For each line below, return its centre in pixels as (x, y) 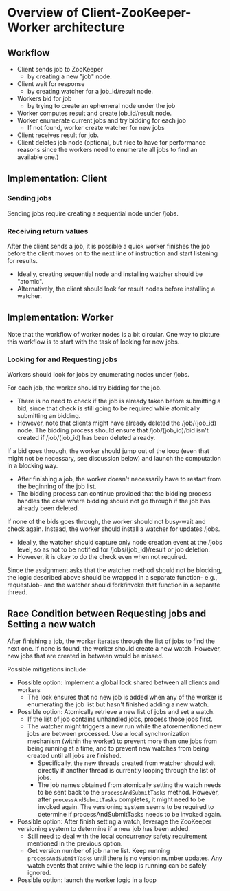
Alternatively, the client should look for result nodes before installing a (116, 289)
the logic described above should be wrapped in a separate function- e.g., (112, 578)
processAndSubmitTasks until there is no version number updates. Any (125, 858)
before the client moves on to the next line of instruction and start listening (113, 253)
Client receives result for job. (58, 135)
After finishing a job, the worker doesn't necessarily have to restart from (119, 479)
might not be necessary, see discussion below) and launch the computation (114, 459)
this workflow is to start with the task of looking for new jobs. (93, 342)
